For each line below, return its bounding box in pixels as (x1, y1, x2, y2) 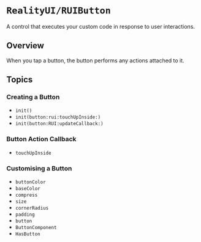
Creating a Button (6, 93, 60, 101)
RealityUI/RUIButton (6, 5, 112, 16)
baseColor (15, 186, 41, 192)
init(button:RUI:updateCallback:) (15, 121, 104, 127)
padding (15, 211, 35, 218)
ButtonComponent (15, 225, 57, 231)
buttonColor (15, 179, 46, 185)
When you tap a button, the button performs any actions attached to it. (6, 57, 185, 64)
